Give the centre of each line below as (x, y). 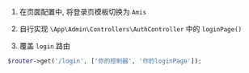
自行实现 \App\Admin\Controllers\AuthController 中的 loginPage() (131, 29)
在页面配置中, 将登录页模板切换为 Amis (83, 12)
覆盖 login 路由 (44, 46)
